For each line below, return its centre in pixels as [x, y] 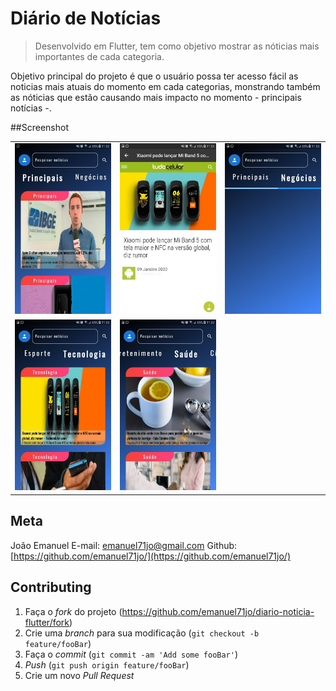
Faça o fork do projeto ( [73, 611]
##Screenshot [39, 127]
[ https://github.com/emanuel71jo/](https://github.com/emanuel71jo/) [150, 556]
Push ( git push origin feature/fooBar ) [107, 664]
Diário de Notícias [86, 18]
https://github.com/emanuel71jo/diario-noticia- [218, 611]
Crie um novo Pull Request [79, 675]
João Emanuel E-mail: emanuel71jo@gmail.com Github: [124, 545]
